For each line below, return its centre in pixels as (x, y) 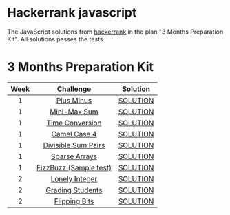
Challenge (74, 89)
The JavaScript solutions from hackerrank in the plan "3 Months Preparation (115, 32)
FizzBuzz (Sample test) (74, 167)
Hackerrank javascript (72, 13)
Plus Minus (74, 100)
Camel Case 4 (74, 134)
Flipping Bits (74, 201)
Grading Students (74, 190)
